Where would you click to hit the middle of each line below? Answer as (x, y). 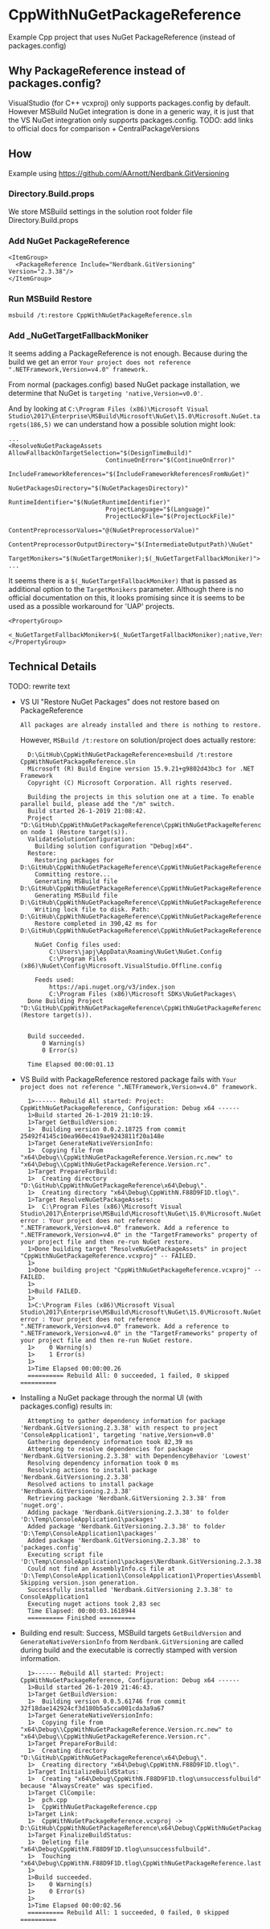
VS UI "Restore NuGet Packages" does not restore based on (119, 701)
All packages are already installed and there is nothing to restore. (141, 725)
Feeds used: (55, 980)
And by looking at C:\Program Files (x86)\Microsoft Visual (108, 409)
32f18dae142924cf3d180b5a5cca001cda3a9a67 (92, 1708)
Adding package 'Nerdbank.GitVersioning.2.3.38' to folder (129, 1512)
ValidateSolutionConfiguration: (82, 839)
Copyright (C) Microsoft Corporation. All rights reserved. (130, 783)
